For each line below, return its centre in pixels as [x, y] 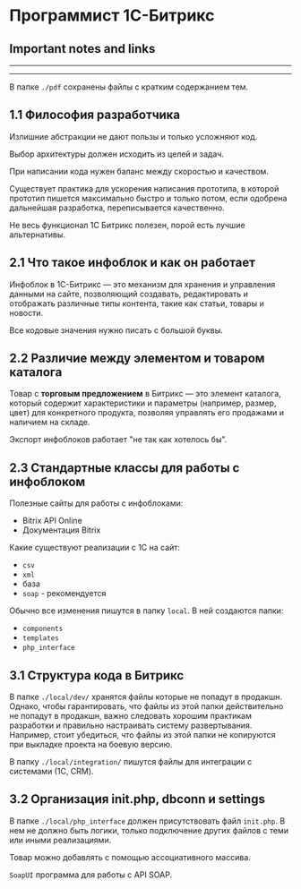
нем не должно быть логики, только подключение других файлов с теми [149, 830]
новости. [26, 312]
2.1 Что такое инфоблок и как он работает [132, 263]
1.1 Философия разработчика [95, 115]
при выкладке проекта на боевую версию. [91, 745]
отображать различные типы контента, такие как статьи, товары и [137, 303]
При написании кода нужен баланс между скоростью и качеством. [139, 171]
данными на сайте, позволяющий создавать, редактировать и [129, 294]
